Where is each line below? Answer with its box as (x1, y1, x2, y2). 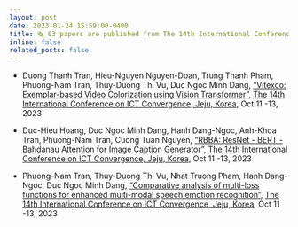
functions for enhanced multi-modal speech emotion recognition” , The (21, 190, 279, 200)
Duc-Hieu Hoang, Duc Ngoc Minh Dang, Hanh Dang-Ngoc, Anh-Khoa (21, 125, 277, 136)
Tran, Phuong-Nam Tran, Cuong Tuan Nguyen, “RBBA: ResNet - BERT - (21, 135, 284, 145)
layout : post (9, 12, 58, 22)
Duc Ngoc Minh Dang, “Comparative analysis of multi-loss (46, 180, 260, 191)
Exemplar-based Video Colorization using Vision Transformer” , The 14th (21, 90, 286, 100)
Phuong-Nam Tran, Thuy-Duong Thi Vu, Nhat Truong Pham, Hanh (21, 170, 263, 182)
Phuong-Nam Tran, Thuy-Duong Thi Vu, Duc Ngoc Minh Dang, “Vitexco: (21, 80, 286, 90)
